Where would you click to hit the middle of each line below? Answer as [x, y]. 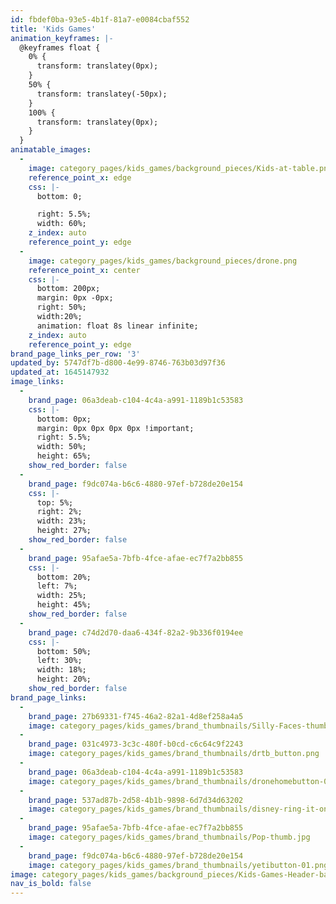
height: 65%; [64, 456]
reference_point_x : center [84, 270]
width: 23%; [61, 521]
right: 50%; [61, 307]
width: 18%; [61, 670]
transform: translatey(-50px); [102, 94]
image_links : [37, 382]
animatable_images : [51, 150]
